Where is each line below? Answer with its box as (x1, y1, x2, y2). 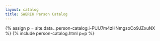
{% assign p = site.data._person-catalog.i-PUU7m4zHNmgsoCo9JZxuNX (5, 25, 156, 31)
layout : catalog (5, 7, 39, 12)
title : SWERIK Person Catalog (5, 12, 68, 17)
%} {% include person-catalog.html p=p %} (5, 30, 95, 36)
